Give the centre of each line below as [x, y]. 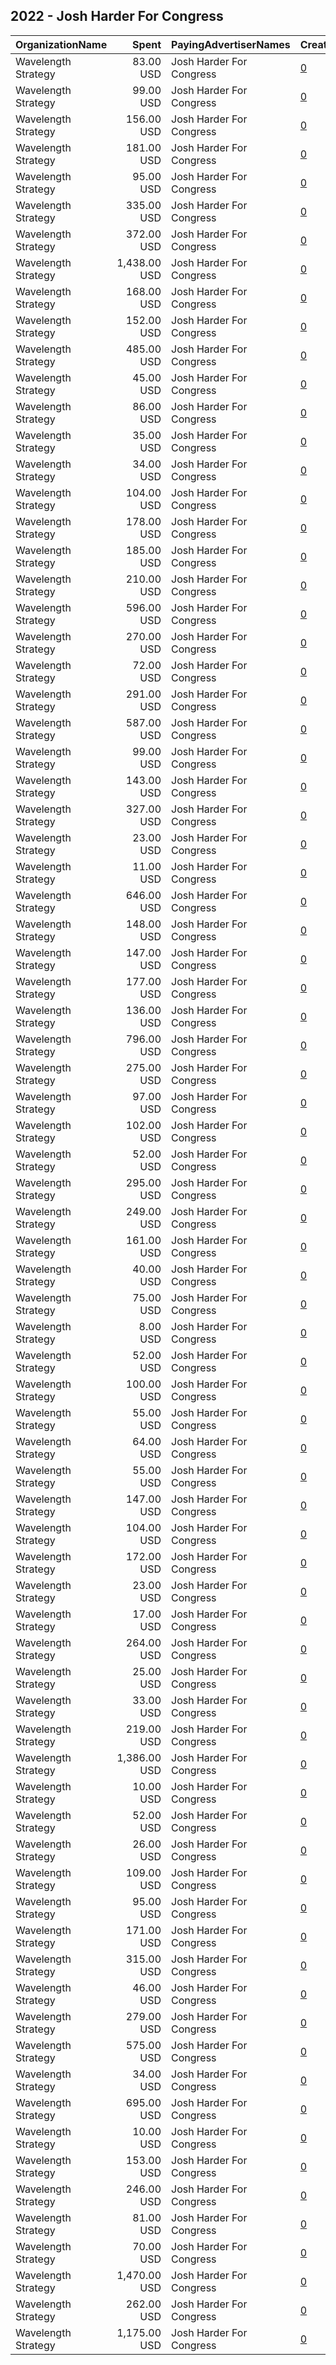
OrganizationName [61, 44]
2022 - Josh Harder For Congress [117, 16]
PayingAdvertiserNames [231, 44]
